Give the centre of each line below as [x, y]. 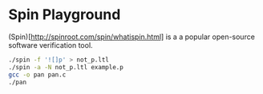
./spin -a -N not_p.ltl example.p [66, 67]
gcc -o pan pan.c [37, 74]
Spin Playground [65, 15]
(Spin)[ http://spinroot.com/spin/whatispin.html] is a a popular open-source [131, 37]
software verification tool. [51, 45]
